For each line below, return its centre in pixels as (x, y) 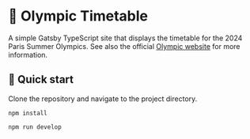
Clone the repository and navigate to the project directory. (103, 99)
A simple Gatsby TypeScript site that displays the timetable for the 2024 (125, 38)
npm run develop (35, 127)
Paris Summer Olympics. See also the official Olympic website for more (124, 46)
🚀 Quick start (41, 79)
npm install (28, 113)
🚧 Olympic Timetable (78, 16)
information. (28, 54)
